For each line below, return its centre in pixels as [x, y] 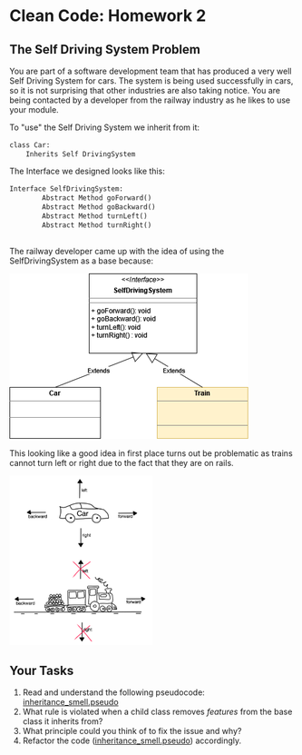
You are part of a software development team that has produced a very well [151, 71]
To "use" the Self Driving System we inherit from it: [105, 127]
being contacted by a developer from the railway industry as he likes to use [150, 100]
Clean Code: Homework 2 [108, 16]
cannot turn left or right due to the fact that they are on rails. [122, 463]
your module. [34, 109]
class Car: [30, 145]
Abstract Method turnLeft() [95, 216]
